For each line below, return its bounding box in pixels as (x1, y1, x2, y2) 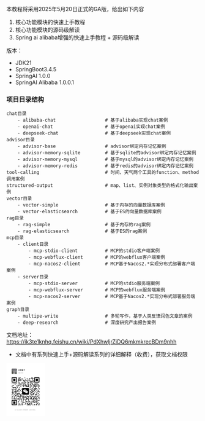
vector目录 (6, 195, 32, 202)
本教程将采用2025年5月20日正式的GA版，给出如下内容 (6, 6, 144, 12)
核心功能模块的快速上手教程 (15, 18, 86, 26)
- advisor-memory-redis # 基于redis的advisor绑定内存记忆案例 (17, 163, 194, 169)
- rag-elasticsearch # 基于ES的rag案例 (17, 228, 147, 235)
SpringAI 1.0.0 (15, 73, 51, 79)
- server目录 (17, 274, 49, 280)
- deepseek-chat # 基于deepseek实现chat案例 (17, 130, 171, 136)
